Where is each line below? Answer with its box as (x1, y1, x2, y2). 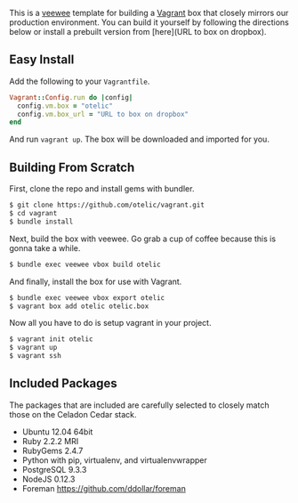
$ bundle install (9, 217, 74, 226)
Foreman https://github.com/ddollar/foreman (21, 483, 187, 493)
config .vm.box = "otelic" (17, 101, 114, 110)
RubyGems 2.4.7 (21, 445, 84, 456)
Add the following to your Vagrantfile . (9, 76, 150, 86)
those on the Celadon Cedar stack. (9, 409, 137, 419)
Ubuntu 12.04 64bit (21, 426, 93, 437)
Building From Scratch (9, 159, 135, 174)
